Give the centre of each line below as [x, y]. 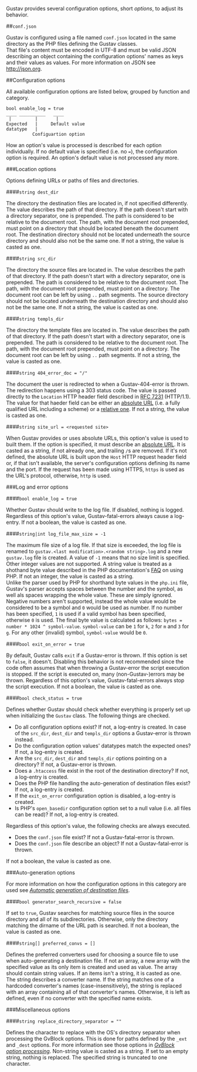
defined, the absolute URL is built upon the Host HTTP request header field [96, 457]
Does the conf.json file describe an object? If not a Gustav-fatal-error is [101, 844]
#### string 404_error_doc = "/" [47, 373]
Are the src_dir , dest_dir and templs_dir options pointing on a [91, 758]
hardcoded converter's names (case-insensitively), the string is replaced [94, 986]
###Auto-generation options [40, 872]
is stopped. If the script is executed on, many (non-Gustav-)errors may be [95, 674]
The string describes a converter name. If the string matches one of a [90, 979]
